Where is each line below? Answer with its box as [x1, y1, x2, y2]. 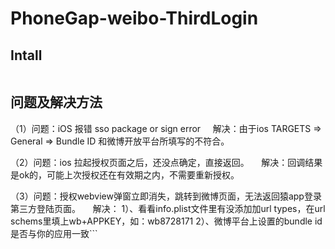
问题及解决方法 [10, 94, 103, 111]
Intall [10, 47, 43, 64]
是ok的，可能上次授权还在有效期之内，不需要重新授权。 [10, 168, 240, 181]
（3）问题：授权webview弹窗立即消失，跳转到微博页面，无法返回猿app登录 [10, 190, 322, 202]
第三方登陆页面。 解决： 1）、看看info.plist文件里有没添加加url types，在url [10, 202, 326, 214]
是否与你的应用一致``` [10, 227, 98, 239]
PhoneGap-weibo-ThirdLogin [10, 7, 259, 30]
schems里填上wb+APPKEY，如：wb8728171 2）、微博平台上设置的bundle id [10, 215, 323, 227]
